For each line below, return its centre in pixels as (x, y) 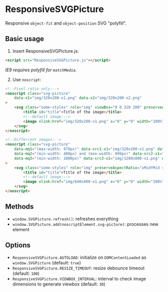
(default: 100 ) (26, 273)
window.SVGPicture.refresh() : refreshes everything (65, 219)
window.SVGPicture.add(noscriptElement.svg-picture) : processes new (85, 224)
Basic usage (24, 39)
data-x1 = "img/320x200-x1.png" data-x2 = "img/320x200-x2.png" (78, 98)
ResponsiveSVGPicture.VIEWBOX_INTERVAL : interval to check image (79, 278)
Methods (19, 207)
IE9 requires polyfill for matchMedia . (41, 70)
